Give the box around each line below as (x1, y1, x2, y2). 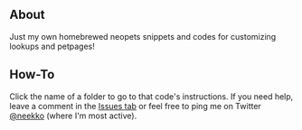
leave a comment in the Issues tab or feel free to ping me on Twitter (9, 100, 262, 111)
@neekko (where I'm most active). (9, 110, 137, 121)
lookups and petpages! (9, 41, 95, 51)
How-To (9, 67, 55, 82)
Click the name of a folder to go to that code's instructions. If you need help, (9, 90, 294, 102)
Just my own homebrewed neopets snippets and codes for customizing (9, 31, 277, 42)
